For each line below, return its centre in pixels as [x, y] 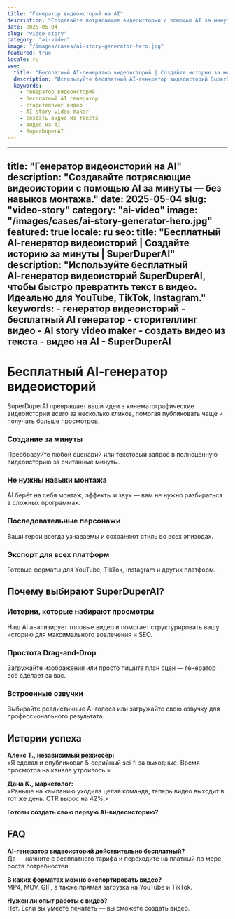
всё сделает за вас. [37, 675]
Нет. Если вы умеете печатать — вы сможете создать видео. [99, 908]
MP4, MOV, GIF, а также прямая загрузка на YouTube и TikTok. [100, 887]
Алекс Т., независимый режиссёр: [61, 755]
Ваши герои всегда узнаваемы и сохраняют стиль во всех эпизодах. [110, 536]
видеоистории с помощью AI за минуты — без [114, 188]
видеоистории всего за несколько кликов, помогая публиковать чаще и [115, 413]
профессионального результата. [56, 716]
